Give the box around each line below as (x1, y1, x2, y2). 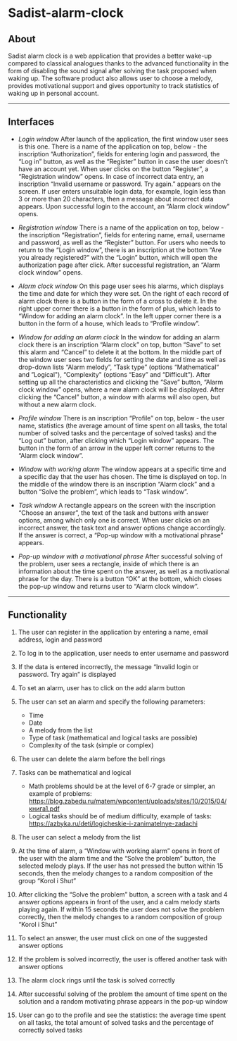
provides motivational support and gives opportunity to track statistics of (8, 82, 219, 89)
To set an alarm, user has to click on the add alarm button (18, 683, 186, 692)
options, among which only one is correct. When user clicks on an (18, 516, 210, 524)
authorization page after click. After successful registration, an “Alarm (18, 261, 221, 269)
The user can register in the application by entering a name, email (18, 628, 209, 636)
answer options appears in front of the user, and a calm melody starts (18, 897, 221, 906)
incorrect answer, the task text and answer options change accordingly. (18, 523, 226, 532)
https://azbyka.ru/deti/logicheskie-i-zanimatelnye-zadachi (28, 819, 198, 828)
